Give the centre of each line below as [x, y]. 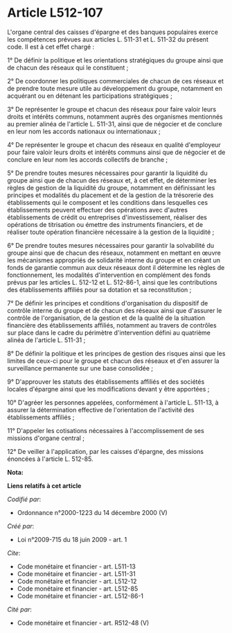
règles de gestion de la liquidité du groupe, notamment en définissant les [111, 187]
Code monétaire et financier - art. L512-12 [77, 581]
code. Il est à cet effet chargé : [51, 47]
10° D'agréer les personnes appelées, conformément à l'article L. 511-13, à [113, 402]
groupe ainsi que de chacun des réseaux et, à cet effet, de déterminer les [112, 180]
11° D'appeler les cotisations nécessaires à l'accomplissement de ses [106, 430]
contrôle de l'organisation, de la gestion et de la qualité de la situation [106, 318]
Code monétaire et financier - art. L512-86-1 [80, 596]
